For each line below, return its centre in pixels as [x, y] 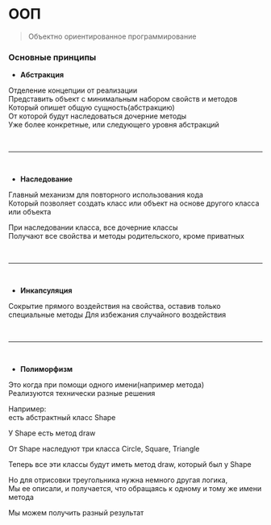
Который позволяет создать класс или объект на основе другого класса [134, 203]
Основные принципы [52, 57]
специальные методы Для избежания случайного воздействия [117, 315]
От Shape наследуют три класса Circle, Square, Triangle [104, 449]
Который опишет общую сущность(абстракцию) [92, 108]
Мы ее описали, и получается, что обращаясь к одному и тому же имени [135, 489]
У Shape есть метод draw [52, 433]
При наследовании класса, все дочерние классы [94, 227]
